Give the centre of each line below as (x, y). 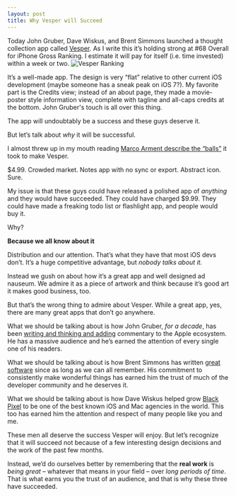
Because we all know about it (51, 241)
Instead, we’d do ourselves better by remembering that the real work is (111, 463)
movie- (202, 92)
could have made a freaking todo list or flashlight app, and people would (112, 205)
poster (17, 99)
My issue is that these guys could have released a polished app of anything (117, 191)
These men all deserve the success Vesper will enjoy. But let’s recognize (113, 435)
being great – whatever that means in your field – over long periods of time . (117, 471)
